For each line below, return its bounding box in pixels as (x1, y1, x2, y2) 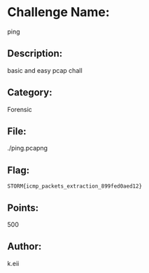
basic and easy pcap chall (7, 66, 83, 74)
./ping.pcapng (7, 144, 48, 153)
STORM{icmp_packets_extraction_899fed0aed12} (7, 183, 142, 190)
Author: (7, 241, 42, 253)
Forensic (7, 105, 33, 113)
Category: (7, 87, 52, 99)
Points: (7, 202, 39, 213)
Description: (7, 48, 63, 59)
